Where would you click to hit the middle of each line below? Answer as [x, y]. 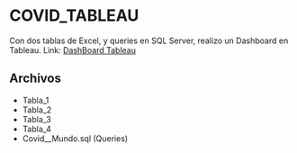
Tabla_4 [37, 129]
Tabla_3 [36, 119]
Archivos [35, 79]
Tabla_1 [36, 100]
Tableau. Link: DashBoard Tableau [73, 49]
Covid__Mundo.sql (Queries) [75, 138]
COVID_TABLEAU [74, 16]
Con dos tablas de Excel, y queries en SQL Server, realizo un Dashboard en [149, 40]
